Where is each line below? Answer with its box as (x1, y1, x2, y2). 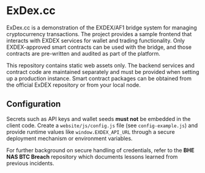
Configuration (6, 99, 61, 109)
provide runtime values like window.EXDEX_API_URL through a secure (6, 128, 176, 135)
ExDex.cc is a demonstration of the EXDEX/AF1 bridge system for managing (6, 24, 197, 31)
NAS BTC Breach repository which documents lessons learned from (6, 153, 178, 160)
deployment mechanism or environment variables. (6, 134, 133, 142)
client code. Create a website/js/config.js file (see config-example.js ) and (6, 122, 198, 129)
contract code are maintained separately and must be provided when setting (6, 68, 199, 75)
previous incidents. (6, 160, 54, 167)
